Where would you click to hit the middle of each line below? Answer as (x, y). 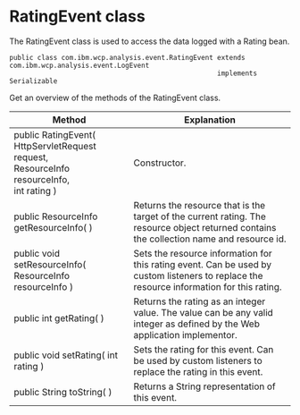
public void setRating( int (66, 355)
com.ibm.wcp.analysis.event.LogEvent (79, 65)
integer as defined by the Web (197, 324)
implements (237, 73)
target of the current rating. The (200, 216)
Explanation (210, 120)
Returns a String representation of (205, 386)
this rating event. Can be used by (203, 264)
